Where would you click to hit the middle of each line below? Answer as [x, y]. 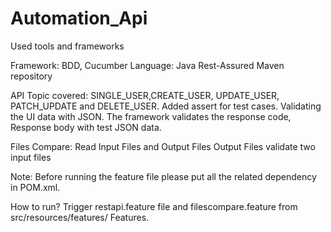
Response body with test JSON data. [86, 127]
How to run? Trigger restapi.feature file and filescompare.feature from [154, 206]
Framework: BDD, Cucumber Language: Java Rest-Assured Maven [147, 65]
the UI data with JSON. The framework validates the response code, [151, 116]
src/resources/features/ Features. [80, 217]
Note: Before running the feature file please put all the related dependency [163, 176]
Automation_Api [79, 18]
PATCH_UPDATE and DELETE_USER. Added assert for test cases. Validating [166, 106]
